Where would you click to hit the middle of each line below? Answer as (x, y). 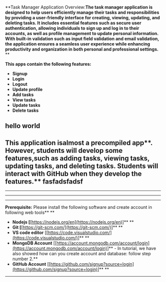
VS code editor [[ (30, 233)
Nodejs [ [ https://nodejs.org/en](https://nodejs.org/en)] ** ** (73, 222)
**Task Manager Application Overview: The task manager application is (79, 7)
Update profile (27, 89)
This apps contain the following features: (48, 64)
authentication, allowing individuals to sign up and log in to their (72, 28)
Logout (20, 84)
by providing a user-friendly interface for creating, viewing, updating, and (83, 18)
